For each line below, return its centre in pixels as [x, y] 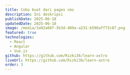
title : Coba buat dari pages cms [40, 10]
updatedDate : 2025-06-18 [31, 23]
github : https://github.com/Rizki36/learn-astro [56, 56]
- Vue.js [19, 51]
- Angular [20, 46]
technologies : [20, 37]
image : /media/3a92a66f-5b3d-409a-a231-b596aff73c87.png [65, 28]
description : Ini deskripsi [34, 14]
